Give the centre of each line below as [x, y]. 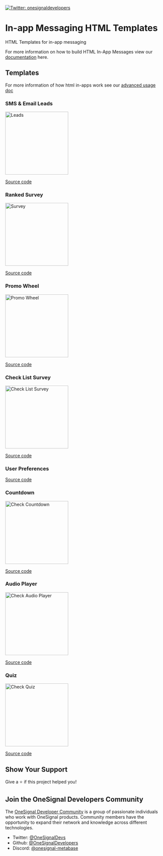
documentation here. [27, 57]
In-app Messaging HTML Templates [81, 28]
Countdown [20, 493]
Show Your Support [36, 769]
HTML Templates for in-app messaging [46, 42]
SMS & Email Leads [29, 103]
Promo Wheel [22, 286]
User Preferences [27, 469]
